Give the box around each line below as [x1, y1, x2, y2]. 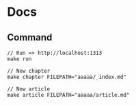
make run [7, 56, 32, 62]
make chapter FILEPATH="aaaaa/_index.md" [7, 73, 127, 80]
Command [7, 32, 53, 43]
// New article [7, 86, 51, 93]
